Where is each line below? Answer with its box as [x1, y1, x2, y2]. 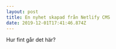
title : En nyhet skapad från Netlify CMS [6, 14, 111, 20]
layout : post [6, 8, 39, 15]
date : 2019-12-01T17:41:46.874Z [6, 20, 86, 26]
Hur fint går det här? [6, 36, 56, 44]
